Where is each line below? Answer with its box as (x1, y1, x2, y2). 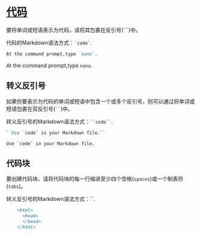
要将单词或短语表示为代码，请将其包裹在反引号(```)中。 (6, 26, 141, 33)
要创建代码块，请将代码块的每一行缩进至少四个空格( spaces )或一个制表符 (6, 175, 184, 182)
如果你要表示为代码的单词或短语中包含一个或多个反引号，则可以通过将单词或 (6, 97, 195, 105)
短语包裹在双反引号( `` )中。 (6, 105, 74, 112)
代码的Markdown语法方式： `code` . (6, 39, 92, 46)
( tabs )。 (6, 183, 26, 190)
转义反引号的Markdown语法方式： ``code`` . (6, 118, 114, 125)
